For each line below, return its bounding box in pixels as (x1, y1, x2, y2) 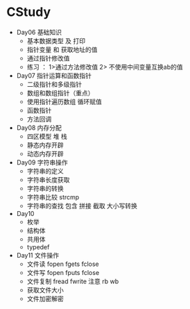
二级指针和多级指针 (26, 80, 83, 88)
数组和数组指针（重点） (26, 88, 94, 97)
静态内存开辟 (26, 140, 64, 149)
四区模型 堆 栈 (26, 132, 67, 140)
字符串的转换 (26, 184, 64, 192)
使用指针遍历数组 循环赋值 (26, 97, 102, 106)
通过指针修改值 (26, 53, 70, 62)
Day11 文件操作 (16, 251, 60, 259)
